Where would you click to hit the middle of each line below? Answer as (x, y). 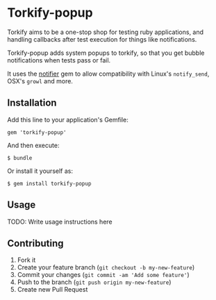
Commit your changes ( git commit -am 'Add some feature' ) (103, 275)
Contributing (35, 243)
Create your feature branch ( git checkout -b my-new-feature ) (106, 267)
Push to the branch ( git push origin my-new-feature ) (94, 282)
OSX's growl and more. (40, 81)
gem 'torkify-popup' (37, 132)
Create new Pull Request (52, 290)
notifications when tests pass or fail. (59, 60)
